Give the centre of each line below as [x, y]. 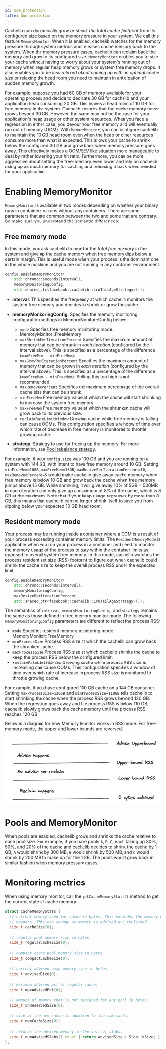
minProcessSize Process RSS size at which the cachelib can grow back [84, 641]
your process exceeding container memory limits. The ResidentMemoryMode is [83, 539]
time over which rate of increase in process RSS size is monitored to [82, 673]
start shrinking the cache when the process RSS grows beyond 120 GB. [78, 698]
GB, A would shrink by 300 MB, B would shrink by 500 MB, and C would [77, 852]
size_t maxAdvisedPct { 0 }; [36, 990]
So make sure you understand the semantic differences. [62, 221]
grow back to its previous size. [51, 413]
